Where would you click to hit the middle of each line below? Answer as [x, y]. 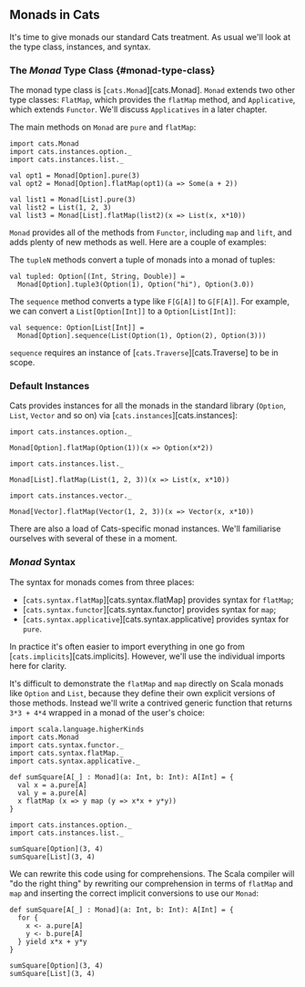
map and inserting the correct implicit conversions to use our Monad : [134, 893]
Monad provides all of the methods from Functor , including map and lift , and [151, 232]
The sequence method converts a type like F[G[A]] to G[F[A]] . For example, [149, 302]
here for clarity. [38, 665]
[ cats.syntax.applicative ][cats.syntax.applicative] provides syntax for [156, 619]
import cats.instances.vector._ [71, 496]
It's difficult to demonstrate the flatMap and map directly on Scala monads [147, 684]
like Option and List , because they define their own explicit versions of [142, 693]
